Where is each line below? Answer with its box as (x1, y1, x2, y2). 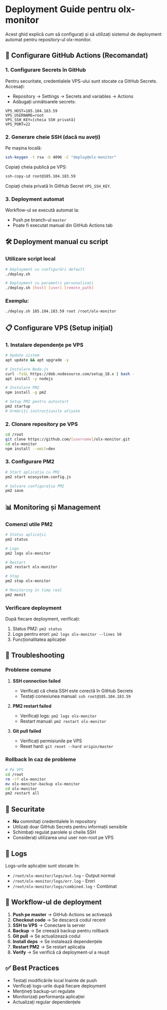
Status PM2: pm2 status (12, 626, 62, 632)
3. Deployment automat (5, 195, 64, 202)
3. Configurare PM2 (5, 458, 55, 465)
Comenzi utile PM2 (5, 521, 53, 528)
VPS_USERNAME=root (5, 113, 44, 118)
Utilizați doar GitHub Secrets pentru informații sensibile (12, 824, 128, 830)
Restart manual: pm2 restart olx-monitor (20, 718, 107, 724)
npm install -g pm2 (5, 390, 47, 395)
